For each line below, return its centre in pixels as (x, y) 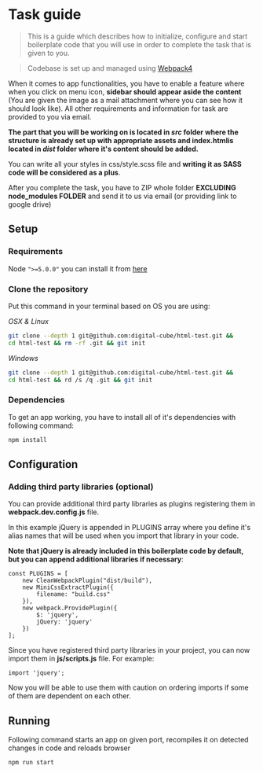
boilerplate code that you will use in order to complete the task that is (139, 44)
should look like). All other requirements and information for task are (118, 109)
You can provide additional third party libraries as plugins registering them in (132, 504)
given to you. (48, 53)
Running (29, 721)
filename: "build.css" (73, 594)
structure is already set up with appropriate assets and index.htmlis (121, 140)
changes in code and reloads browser (69, 748)
